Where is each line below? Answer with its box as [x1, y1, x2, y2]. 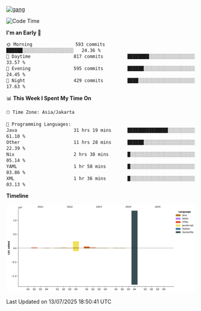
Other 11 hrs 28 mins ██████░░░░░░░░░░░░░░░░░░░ [6, 139, 196, 145]
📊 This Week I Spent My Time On [6, 95, 91, 102]
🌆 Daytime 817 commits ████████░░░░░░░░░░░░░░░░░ [6, 54, 196, 60]
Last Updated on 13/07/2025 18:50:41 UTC [6, 298, 112, 306]
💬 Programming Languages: [6, 121, 71, 127]
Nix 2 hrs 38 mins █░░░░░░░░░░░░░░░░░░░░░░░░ [6, 151, 196, 157]
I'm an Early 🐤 [6, 29, 42, 36]
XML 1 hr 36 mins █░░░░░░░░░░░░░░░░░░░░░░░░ [6, 175, 196, 181]
